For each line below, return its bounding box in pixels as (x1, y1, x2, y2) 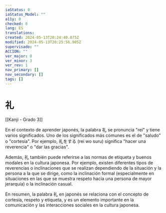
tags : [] (5, 77, 23, 82)
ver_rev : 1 (5, 63, 28, 68)
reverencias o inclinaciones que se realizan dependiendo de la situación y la (5, 165, 162, 171)
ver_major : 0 (5, 53, 32, 59)
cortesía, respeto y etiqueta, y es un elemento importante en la (5, 197, 134, 203)
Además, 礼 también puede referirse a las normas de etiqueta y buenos (5, 154, 152, 160)
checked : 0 (5, 21, 28, 26)
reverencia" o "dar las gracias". (5, 144, 69, 150)
